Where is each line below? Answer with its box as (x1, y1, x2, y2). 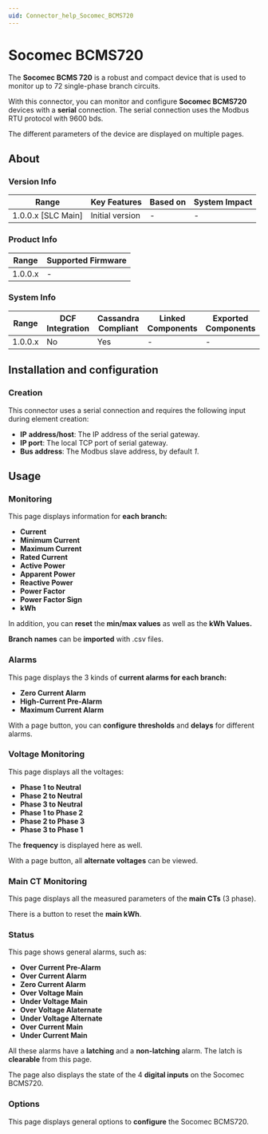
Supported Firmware (46, 255, 128, 266)
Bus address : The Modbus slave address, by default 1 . (19, 446, 199, 456)
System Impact (194, 196, 253, 208)
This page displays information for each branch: (8, 512, 167, 521)
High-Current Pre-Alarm (19, 696, 102, 706)
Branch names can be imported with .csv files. (8, 634, 164, 644)
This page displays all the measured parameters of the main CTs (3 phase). (8, 894, 257, 903)
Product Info (8, 234, 57, 245)
